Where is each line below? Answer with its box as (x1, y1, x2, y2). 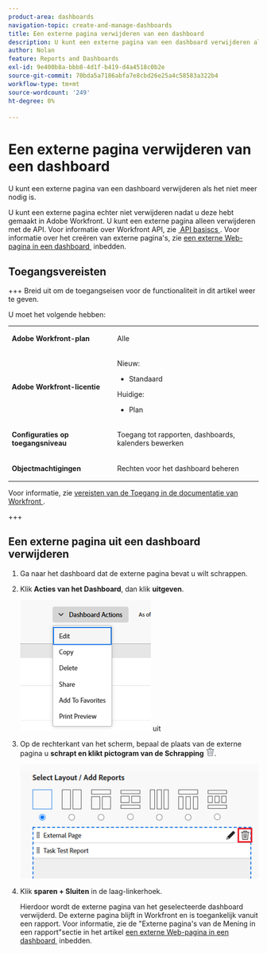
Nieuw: (117, 359, 141, 368)
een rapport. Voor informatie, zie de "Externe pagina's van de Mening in (19, 919, 256, 928)
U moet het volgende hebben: (8, 310, 106, 319)
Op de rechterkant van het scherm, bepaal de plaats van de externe (19, 739, 242, 748)
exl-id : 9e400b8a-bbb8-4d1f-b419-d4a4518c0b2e (8, 64, 165, 72)
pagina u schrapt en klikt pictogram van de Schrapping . (19, 748, 217, 758)
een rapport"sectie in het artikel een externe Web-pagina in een (19, 927, 229, 936)
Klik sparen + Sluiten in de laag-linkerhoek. (19, 886, 163, 896)
